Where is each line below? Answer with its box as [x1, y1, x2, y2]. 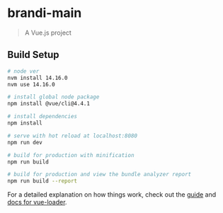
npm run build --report [7, 178, 78, 185]
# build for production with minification [7, 151, 135, 159]
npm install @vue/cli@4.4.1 [7, 100, 91, 108]
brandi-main [7, 5, 82, 21]
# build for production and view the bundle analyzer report [7, 171, 192, 178]
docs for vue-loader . [7, 198, 67, 207]
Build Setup [7, 49, 59, 61]
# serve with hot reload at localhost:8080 [7, 132, 138, 139]
